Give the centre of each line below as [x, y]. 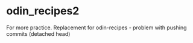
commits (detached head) [38, 33]
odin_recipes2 [43, 11]
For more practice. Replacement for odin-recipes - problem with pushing [96, 27]
